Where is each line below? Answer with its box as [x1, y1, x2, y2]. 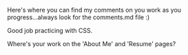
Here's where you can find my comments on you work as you [7, 6, 181, 14]
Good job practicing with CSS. [7, 27, 93, 34]
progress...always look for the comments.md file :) [7, 13, 150, 21]
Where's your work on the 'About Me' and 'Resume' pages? [7, 40, 176, 47]
